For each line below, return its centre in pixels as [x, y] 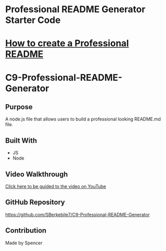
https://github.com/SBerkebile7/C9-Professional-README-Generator [77, 214]
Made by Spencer [24, 243]
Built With [21, 140]
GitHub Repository [35, 202]
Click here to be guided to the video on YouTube [56, 186]
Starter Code [33, 20]
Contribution [26, 230]
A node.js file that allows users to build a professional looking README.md [83, 119]
